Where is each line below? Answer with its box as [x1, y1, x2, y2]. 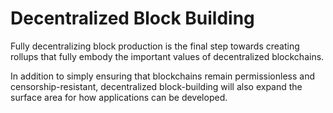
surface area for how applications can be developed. [10, 91, 228, 103]
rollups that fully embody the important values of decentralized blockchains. [10, 50, 325, 62]
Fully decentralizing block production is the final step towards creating [10, 40, 300, 52]
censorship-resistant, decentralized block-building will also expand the [10, 80, 303, 92]
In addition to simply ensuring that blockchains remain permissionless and [10, 70, 315, 82]
